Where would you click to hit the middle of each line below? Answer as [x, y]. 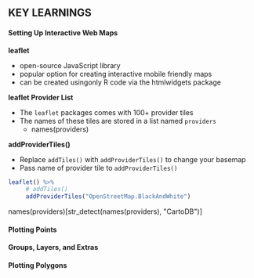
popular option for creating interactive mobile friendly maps [116, 74]
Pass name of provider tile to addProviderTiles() [98, 168]
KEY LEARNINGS [50, 13]
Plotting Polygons [38, 265]
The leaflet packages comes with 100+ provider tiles [106, 112]
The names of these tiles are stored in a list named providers [118, 121]
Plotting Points [33, 229]
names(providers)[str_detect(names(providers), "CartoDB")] [105, 211]
